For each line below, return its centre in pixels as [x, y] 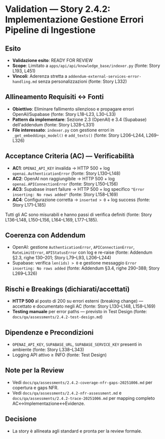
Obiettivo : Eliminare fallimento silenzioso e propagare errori [73, 109]
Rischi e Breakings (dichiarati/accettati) [67, 289]
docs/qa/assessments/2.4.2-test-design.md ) [57, 317]
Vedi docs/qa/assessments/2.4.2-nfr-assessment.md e [67, 393]
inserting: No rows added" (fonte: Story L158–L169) [65, 194]
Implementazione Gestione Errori [74, 20]
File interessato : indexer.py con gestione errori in [63, 130]
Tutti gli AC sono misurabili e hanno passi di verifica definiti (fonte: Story [79, 215]
